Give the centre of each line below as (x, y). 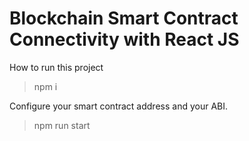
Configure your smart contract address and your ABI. (119, 106)
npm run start (62, 125)
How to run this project (56, 67)
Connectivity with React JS (124, 39)
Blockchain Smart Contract (124, 18)
